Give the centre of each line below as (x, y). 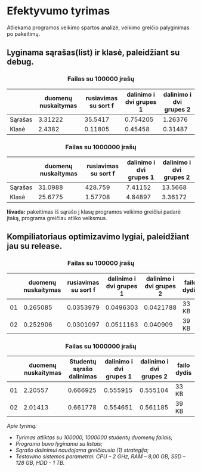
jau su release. (35, 246)
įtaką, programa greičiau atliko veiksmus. (57, 218)
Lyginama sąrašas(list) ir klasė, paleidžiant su (93, 53)
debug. (21, 62)
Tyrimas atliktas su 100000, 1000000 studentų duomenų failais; (94, 437)
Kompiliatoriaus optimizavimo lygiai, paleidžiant (98, 237)
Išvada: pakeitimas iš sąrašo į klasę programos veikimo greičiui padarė (94, 212)
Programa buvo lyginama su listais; (59, 443)
